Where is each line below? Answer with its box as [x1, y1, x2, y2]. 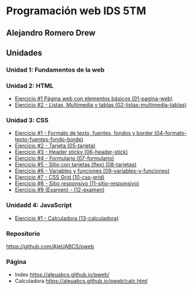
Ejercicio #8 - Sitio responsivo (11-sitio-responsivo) [14, 180, 140, 187]
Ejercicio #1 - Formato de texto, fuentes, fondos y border [14, 129, 153, 137]
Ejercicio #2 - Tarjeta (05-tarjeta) [14, 142, 96, 149]
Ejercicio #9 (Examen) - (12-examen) [14, 186, 105, 193]
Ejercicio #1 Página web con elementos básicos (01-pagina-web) [14, 95, 173, 102]
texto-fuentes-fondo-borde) [14, 136, 84, 143]
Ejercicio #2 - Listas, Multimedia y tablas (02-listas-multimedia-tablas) [14, 101, 187, 109]
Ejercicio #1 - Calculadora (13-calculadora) [14, 215, 119, 222]
